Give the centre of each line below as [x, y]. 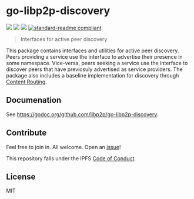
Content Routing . [26, 82]
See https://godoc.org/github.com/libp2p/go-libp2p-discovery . [82, 114]
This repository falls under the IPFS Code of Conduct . [71, 158]
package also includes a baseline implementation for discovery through [93, 75]
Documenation [34, 100]
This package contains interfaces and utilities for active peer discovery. [93, 50]
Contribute [26, 133]
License [21, 176]
